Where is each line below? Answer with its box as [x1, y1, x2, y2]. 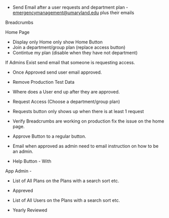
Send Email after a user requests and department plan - [12, 5, 129, 10]
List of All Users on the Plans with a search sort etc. [12, 197, 120, 203]
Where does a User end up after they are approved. [12, 89, 120, 95]
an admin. [12, 148, 34, 154]
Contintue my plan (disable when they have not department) [12, 50, 138, 56]
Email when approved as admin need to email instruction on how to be [12, 143, 159, 149]
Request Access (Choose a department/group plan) [12, 98, 120, 104]
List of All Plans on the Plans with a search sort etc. [12, 178, 120, 184]
